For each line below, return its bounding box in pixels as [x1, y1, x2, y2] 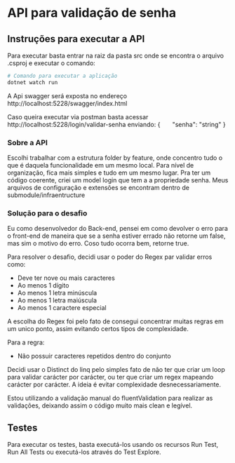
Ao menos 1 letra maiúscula [17, 296, 97, 304]
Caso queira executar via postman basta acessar [7, 112, 149, 121]
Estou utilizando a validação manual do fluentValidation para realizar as [7, 394, 213, 403]
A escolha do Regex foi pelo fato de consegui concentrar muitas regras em [7, 317, 224, 326]
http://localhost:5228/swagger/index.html [7, 99, 128, 107]
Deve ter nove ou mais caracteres [17, 274, 116, 282]
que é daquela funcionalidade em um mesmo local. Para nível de [7, 161, 194, 170]
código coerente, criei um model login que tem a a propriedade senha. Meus [7, 176, 229, 184]
